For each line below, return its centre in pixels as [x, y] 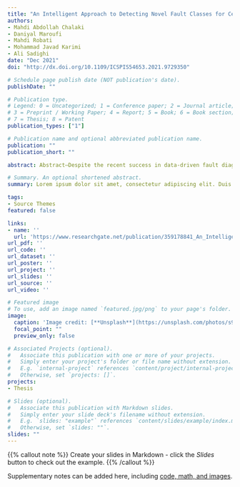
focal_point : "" [38, 329]
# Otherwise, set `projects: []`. [62, 375]
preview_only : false [44, 336]
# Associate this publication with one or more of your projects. [111, 355]
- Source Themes [31, 204]
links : [17, 223]
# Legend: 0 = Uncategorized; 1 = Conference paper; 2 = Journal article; [121, 106]
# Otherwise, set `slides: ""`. [59, 428]
